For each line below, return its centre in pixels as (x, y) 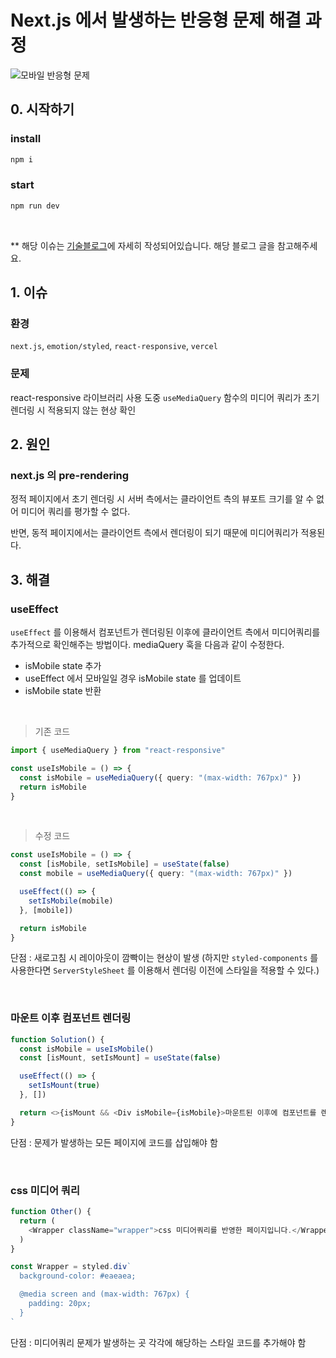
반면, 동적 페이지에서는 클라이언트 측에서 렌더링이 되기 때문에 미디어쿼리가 (154, 533)
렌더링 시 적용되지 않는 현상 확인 (73, 410)
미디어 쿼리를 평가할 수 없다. (75, 512)
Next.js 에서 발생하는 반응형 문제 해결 (156, 20)
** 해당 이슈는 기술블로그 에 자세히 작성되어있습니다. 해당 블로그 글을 (143, 245)
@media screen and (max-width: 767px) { (104, 1294)
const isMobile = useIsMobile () (87, 1049)
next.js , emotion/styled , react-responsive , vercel (114, 346)
